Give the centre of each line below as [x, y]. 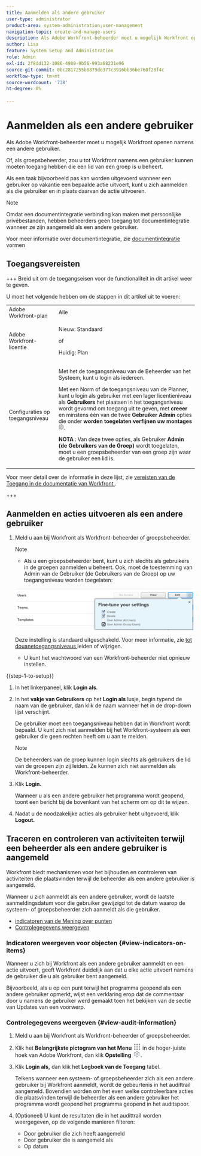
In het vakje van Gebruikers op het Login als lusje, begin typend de [98, 699]
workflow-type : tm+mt [33, 76]
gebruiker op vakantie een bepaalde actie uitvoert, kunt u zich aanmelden [97, 184]
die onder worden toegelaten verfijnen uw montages [126, 421]
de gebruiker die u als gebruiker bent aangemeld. [67, 976]
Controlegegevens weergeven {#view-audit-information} [92, 1023]
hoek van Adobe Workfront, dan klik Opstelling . [78, 1055]
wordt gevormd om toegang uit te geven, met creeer [123, 408]
